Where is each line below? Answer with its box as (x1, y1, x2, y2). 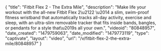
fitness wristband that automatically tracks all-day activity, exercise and (5, 15, 152, 20)
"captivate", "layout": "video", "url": (5, 35, 77, 41)
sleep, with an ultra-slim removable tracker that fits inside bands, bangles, (5, 20, 157, 25)
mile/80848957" (5, 41, 39, 46)
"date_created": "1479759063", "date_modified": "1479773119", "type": (5, 30, 150, 36)
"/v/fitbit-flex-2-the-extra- (78, 35, 132, 41)
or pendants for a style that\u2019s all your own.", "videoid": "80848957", (5, 25, 156, 31)
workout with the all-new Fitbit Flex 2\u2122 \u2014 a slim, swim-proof (5, 9, 149, 15)
